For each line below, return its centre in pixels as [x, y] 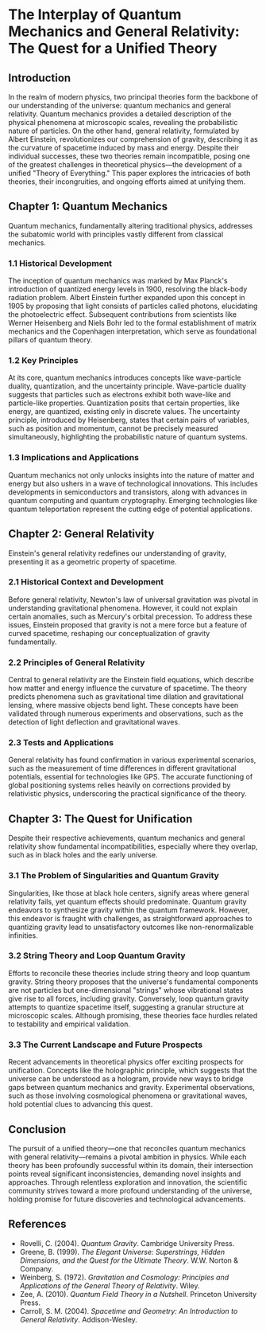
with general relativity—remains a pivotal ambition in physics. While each [127, 1157]
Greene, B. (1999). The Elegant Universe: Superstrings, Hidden [122, 1252]
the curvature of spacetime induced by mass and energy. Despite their [124, 148]
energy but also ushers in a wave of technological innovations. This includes [133, 483]
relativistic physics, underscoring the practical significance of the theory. [128, 794]
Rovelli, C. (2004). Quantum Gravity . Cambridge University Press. [127, 1243]
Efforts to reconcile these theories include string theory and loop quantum [129, 973]
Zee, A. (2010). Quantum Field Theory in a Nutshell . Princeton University [138, 1294]
